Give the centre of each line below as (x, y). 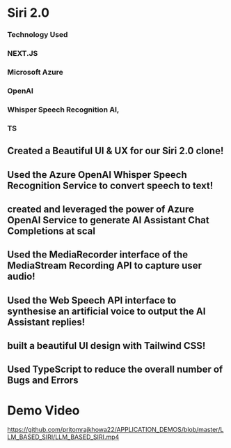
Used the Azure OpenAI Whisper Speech (97, 175)
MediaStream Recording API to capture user (104, 266)
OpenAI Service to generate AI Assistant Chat (109, 220)
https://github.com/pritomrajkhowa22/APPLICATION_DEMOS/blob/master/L (115, 430)
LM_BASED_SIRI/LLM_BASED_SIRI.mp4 (63, 437)
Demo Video (43, 410)
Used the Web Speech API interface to (92, 300)
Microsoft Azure (35, 72)
